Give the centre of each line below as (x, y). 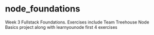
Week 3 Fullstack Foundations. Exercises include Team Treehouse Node (77, 22)
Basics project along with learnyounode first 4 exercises (61, 27)
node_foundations (43, 9)
